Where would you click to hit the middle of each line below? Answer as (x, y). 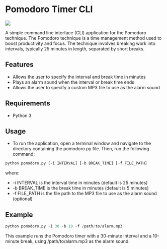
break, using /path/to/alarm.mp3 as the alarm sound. (75, 241)
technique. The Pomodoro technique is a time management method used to (83, 38)
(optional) (22, 199)
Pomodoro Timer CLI (49, 9)
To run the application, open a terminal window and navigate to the (82, 143)
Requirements (28, 104)
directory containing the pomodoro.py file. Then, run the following (81, 149)
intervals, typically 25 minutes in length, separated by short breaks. (75, 48)
